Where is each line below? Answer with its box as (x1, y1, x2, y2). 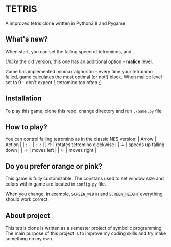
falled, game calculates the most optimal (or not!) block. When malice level (5, 74, 162, 80)
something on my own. (5, 236, 54, 241)
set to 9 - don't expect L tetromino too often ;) (5, 79, 102, 85)
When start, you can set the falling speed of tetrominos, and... (5, 48, 136, 54)
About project (5, 211, 50, 220)
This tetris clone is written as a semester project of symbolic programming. (5, 225, 163, 231)
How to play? (5, 122, 47, 131)
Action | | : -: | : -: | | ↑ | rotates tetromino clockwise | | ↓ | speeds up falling (5, 141, 165, 148)
